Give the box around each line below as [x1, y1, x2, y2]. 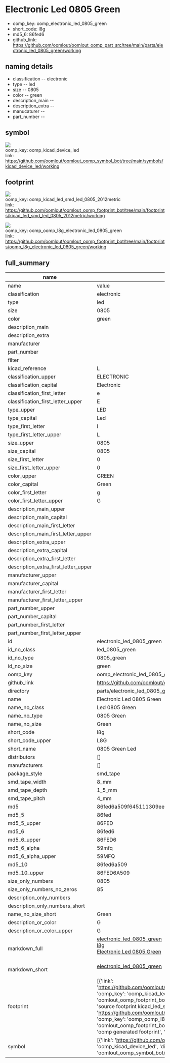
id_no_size [8, 663, 33, 670]
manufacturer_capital [8, 580, 58, 587]
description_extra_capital [8, 547, 67, 554]
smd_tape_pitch [8, 795, 46, 802]
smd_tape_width [8, 779, 47, 786]
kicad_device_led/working [5, 163, 60, 169]
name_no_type [8, 712, 43, 720]
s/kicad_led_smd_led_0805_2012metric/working [5, 213, 105, 219]
